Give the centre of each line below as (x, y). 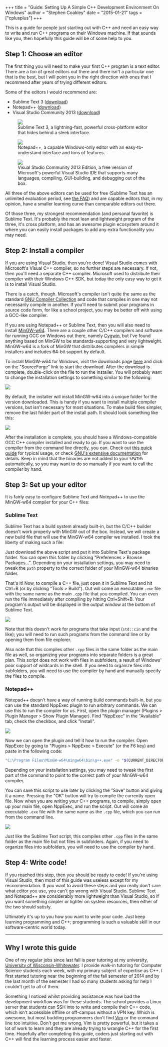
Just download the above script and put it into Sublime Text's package (78, 552)
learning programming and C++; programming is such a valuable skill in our (83, 922)
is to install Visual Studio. (31, 284)
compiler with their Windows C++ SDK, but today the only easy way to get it (83, 279)
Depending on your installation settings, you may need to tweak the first (79, 770)
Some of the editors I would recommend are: (51, 92)
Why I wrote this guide (41, 948)
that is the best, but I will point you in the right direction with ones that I (78, 77)
